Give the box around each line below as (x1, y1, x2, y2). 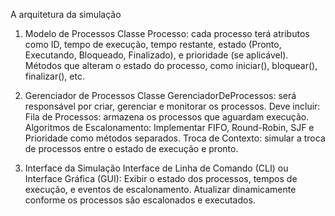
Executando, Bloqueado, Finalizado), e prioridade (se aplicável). (24, 49, 289, 61)
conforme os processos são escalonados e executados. (24, 194, 256, 206)
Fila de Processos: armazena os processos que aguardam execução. (24, 111, 310, 123)
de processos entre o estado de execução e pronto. (24, 143, 239, 154)
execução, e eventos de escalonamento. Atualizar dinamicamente (24, 184, 297, 195)
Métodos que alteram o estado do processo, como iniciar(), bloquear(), (24, 60, 318, 71)
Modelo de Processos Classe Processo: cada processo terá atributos (24, 28, 310, 39)
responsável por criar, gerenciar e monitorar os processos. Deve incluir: (24, 100, 321, 112)
